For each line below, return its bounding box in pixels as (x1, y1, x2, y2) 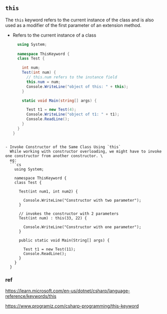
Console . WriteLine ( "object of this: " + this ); (26, 84, 129, 89)
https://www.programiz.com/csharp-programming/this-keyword (5, 303, 139, 309)
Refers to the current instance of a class (12, 32, 97, 38)
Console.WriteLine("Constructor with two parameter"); (23, 198, 142, 203)
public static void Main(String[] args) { (18, 238, 110, 243)
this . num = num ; (26, 79, 61, 84)
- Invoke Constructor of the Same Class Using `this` (5, 144, 121, 149)
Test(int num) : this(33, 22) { (18, 215, 87, 221)
